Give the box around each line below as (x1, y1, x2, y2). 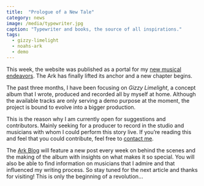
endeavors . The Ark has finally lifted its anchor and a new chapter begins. (6, 72, 193, 80)
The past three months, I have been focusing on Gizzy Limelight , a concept (6, 84, 196, 91)
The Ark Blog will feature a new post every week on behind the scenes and (6, 146, 196, 154)
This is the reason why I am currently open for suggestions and (6, 115, 166, 122)
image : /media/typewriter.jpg (6, 20, 84, 26)
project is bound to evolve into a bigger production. (6, 103, 136, 111)
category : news (6, 15, 45, 21)
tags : (6, 32, 20, 38)
